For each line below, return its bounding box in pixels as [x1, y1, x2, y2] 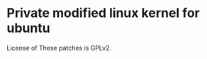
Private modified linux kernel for [6, 5, 200, 21]
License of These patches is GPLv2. [6, 43, 111, 52]
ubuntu [6, 20, 50, 36]
